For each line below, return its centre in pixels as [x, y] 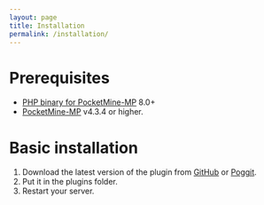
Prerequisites [60, 78]
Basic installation [74, 148]
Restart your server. [58, 191]
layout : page [33, 17]
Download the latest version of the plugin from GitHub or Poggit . [139, 172]
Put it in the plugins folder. [70, 182]
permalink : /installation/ [59, 34]
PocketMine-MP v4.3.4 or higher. [82, 112]
